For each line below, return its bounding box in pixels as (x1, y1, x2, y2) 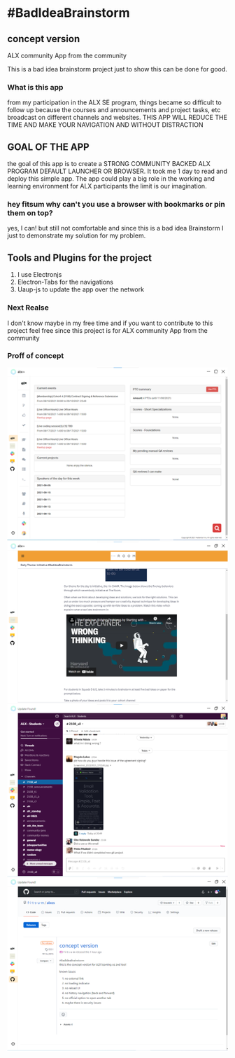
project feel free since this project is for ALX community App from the (7, 326, 208, 334)
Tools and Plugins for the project (7, 252, 152, 263)
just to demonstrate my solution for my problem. (7, 231, 146, 240)
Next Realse (7, 303, 49, 312)
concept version (7, 33, 80, 45)
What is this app (7, 82, 64, 92)
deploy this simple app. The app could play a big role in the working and (7, 174, 215, 183)
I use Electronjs (17, 270, 62, 279)
